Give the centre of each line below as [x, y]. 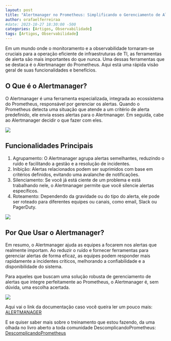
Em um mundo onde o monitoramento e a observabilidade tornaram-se [80, 48]
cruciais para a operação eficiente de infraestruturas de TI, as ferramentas [83, 54]
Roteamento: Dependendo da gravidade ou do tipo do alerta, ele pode [86, 196]
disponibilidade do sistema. [34, 267]
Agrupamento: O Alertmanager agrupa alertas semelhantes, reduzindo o [88, 158]
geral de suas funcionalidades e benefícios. [51, 70]
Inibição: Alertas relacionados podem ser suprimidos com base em [83, 169]
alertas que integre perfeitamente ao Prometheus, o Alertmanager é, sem [82, 282]
